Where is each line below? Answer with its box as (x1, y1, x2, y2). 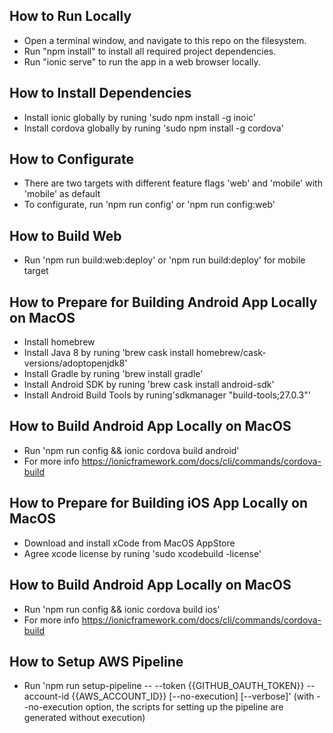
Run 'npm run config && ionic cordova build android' (23, 444, 240, 456)
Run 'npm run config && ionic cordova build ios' (23, 603, 221, 615)
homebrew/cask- (195, 347, 267, 359)
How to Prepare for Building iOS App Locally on (9, 495, 309, 512)
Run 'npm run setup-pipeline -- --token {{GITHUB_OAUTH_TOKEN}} (23, 680, 305, 692)
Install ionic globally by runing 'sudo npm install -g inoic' (23, 111, 257, 123)
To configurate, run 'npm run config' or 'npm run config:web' (23, 199, 276, 211)
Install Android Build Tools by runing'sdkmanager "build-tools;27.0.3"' (23, 389, 311, 401)
